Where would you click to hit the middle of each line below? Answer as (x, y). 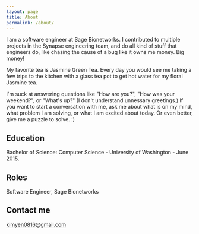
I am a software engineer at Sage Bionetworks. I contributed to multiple (93, 40)
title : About (22, 17)
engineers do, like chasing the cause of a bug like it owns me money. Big (95, 52)
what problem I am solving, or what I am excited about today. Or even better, (99, 113)
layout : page (22, 12)
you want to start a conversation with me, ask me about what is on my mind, (99, 107)
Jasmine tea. (22, 83)
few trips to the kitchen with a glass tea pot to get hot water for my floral (94, 76)
